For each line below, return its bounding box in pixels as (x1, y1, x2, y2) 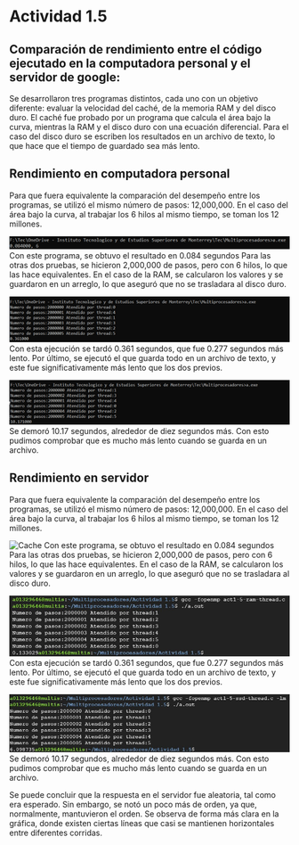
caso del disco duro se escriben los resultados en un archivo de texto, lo (9, 131, 276, 142)
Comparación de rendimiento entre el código (9, 42, 263, 57)
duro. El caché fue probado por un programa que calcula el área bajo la (9, 112, 271, 122)
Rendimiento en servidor (9, 471, 149, 486)
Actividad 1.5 (9, 6, 108, 27)
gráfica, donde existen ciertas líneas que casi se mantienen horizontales (9, 818, 275, 829)
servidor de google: (9, 70, 121, 85)
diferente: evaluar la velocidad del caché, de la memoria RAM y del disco (9, 103, 277, 113)
